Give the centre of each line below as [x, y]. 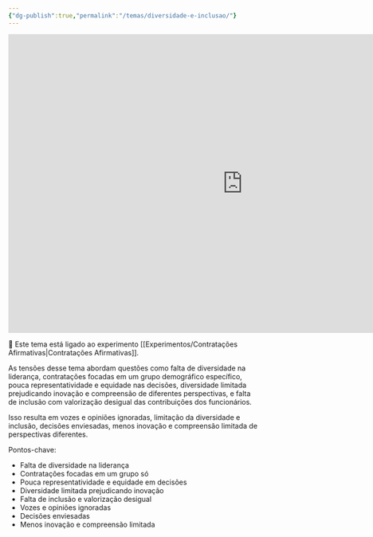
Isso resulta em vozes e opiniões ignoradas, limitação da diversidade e [124, 417]
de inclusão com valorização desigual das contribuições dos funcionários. [130, 402]
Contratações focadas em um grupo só [84, 473]
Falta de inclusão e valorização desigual [86, 499]
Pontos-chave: [32, 449]
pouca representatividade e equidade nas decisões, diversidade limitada [128, 385]
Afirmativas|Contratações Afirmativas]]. [74, 352]
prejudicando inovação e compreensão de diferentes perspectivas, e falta [130, 393]
